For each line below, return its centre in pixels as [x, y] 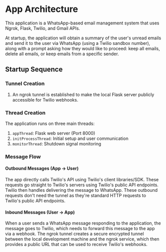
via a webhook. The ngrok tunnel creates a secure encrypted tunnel [75, 234]
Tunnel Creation [25, 84]
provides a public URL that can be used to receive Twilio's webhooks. [76, 245]
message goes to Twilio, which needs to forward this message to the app [80, 229]
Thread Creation [25, 113]
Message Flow [23, 156]
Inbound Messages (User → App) [40, 212]
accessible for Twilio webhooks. [45, 100]
